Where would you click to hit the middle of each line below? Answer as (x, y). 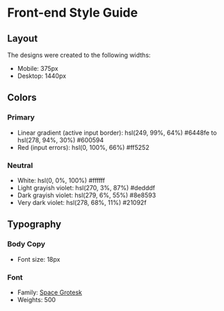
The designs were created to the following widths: (79, 55)
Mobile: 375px (38, 68)
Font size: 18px (39, 259)
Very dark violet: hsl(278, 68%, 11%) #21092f (82, 202)
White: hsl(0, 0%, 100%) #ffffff (61, 180)
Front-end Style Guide (72, 13)
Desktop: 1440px (42, 76)
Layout (23, 39)
